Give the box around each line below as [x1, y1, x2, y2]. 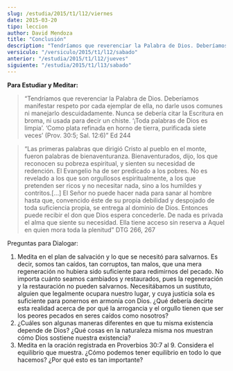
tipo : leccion [7, 23, 49, 30]
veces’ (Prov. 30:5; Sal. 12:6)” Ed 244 [24, 131, 131, 139]
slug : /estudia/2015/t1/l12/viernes [7, 10, 113, 17]
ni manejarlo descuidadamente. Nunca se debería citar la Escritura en [24, 109, 224, 117]
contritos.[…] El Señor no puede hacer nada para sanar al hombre [24, 189, 212, 197]
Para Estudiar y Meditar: [7, 80, 78, 89]
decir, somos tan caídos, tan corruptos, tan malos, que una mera [17, 259, 202, 268]
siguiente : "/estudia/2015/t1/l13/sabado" [7, 62, 132, 69]
